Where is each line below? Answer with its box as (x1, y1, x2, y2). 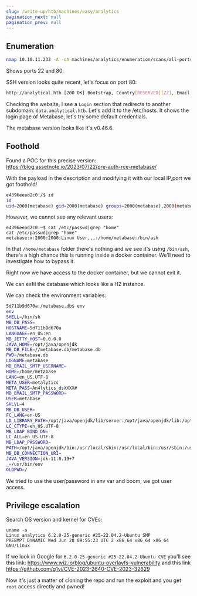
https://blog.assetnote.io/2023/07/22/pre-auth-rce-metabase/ (6, 163, 157, 170)
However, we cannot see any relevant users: (6, 213, 113, 220)
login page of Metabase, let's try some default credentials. (6, 113, 148, 120)
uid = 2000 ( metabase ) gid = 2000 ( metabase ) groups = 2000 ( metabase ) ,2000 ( (6, 203, 177, 209)
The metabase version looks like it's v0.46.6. (6, 124, 114, 131)
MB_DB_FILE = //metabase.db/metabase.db (6, 347, 101, 353)
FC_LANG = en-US (6, 412, 41, 418)
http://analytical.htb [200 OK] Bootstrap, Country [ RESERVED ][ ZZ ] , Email (6, 90, 191, 96)
